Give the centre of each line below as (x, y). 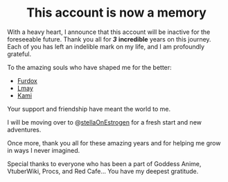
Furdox (27, 80)
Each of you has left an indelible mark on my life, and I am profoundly (106, 46)
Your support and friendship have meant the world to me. (89, 109)
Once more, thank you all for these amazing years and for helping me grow (114, 143)
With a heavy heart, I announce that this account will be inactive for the (109, 32)
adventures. (24, 129)
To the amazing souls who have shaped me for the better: (89, 67)
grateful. (19, 54)
